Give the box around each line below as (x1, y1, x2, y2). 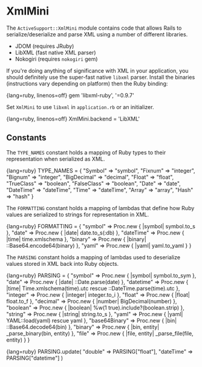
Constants (6, 133, 47, 143)
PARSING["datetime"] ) (6, 354, 64, 362)
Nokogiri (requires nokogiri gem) (15, 55, 98, 62)
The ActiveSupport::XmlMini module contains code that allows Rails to (6, 24, 182, 31)
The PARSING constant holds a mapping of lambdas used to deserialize (6, 253, 180, 261)
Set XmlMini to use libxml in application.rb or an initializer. (6, 103, 154, 110)
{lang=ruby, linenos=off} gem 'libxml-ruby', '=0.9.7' (6, 91, 134, 99)
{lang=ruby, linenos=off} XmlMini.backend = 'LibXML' (6, 115, 140, 122)
